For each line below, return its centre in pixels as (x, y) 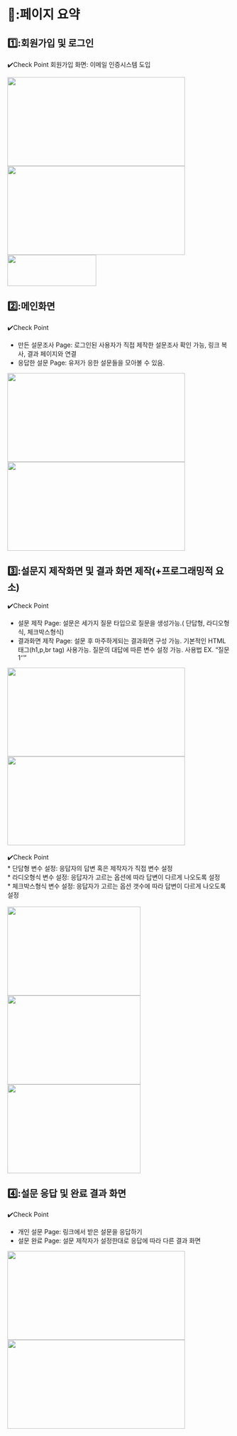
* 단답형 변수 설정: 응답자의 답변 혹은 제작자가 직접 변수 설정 (90, 868)
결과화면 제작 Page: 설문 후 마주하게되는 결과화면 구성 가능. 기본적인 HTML (122, 641)
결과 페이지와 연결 (52, 353)
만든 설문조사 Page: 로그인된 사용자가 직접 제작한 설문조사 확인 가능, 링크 (118, 345)
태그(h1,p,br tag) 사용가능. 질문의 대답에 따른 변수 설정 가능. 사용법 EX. (116, 649)
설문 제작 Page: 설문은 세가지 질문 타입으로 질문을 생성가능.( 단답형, (111, 623)
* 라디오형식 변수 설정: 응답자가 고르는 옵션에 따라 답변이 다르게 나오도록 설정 (114, 877)
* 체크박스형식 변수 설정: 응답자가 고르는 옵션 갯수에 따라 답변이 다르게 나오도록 (117, 886)
